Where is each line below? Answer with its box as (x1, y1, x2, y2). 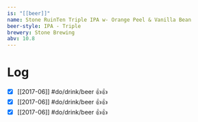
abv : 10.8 (7, 35, 36, 42)
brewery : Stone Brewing (7, 29, 75, 36)
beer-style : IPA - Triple (7, 22, 81, 29)
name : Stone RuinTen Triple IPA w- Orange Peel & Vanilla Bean (7, 16, 192, 23)
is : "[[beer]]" (7, 10, 51, 17)
